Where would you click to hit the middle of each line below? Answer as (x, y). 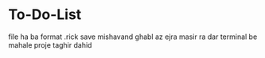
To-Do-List (45, 15)
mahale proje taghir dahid (50, 44)
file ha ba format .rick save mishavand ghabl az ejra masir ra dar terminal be (133, 37)
